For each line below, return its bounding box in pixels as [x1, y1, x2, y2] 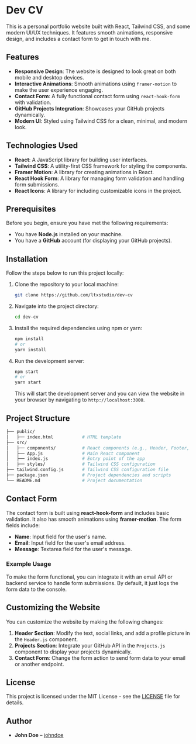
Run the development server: [14, 357, 85, 364]
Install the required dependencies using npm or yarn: [14, 324, 143, 331]
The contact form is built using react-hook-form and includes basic [6, 509, 170, 516]
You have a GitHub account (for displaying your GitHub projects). [14, 237, 173, 244]
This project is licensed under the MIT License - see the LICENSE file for [6, 693, 180, 700]
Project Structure [6, 413, 70, 423]
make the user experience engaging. [14, 86, 104, 94]
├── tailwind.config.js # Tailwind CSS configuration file [6, 467, 169, 473]
